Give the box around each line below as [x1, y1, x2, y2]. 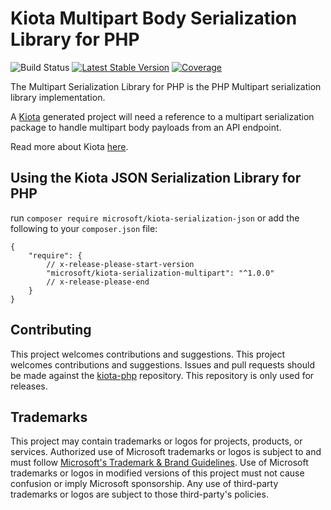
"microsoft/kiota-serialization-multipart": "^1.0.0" [46, 268, 275, 278]
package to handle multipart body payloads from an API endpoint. [10, 121, 282, 133]
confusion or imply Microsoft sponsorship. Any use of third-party [10, 478, 279, 490]
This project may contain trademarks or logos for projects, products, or [10, 435, 303, 447]
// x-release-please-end [46, 277, 150, 287]
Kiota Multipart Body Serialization [10, 7, 298, 30]
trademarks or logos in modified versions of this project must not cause [10, 467, 305, 479]
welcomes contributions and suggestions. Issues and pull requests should [10, 358, 315, 371]
